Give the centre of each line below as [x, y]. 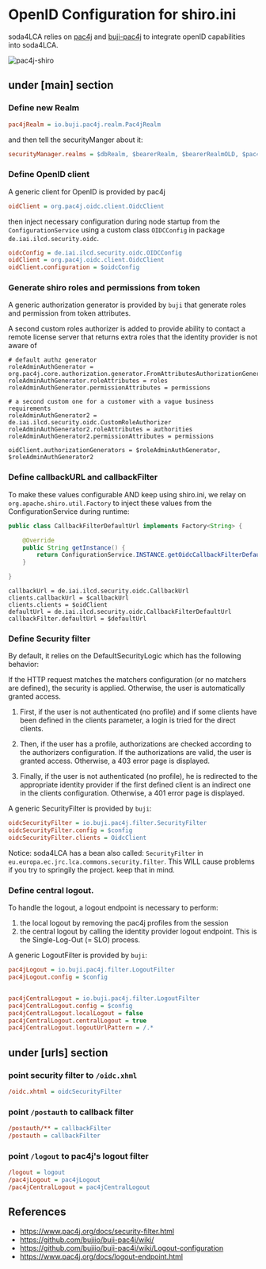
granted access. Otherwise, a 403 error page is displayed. [115, 761]
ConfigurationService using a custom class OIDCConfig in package [117, 230]
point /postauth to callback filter [71, 1112]
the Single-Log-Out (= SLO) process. [80, 940]
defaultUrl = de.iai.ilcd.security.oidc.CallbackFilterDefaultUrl [120, 612]
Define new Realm [44, 108]
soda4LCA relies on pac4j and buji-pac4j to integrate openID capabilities [127, 36]
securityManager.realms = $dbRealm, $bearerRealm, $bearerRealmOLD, [123, 154]
